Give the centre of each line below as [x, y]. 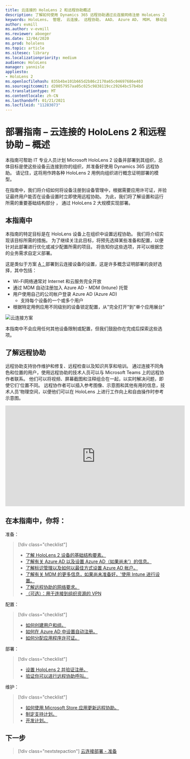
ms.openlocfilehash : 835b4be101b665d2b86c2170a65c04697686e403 [74, 81]
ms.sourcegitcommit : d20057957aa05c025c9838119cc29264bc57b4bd [74, 86]
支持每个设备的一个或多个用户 [52, 300]
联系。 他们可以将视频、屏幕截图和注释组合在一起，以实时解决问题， [87, 379]
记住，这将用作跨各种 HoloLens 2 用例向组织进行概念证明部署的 [87, 173]
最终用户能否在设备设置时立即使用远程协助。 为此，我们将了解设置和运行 [87, 197]
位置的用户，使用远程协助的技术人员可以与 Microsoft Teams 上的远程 [87, 372]
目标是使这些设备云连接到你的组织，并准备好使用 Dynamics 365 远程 [82, 166]
